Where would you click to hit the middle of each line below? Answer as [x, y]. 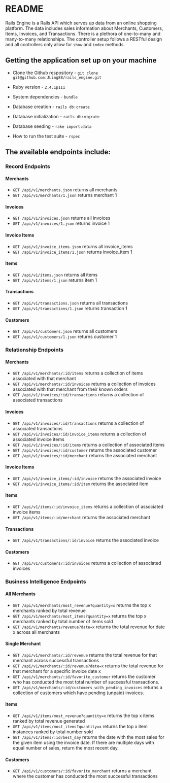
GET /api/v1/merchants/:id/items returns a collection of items [78, 373]
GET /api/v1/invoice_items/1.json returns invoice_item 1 [72, 252]
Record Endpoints [28, 166]
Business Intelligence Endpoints [46, 582]
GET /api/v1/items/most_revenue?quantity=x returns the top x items [83, 716]
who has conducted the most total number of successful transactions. [86, 682]
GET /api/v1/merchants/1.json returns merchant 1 [65, 195]
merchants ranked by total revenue [49, 610]
